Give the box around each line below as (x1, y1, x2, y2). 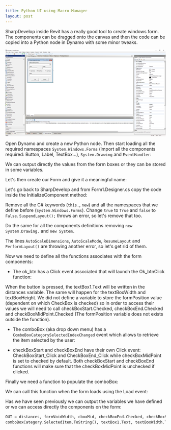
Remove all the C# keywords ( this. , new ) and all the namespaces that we (5, 202, 158, 208)
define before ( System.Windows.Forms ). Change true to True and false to (5, 207, 156, 213)
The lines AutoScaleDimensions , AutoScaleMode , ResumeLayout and (5, 238, 140, 244)
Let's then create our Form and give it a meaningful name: (5, 177, 127, 183)
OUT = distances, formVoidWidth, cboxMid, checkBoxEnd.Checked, (5, 414, 145, 420)
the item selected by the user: (12, 337, 75, 343)
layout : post (5, 13, 33, 19)
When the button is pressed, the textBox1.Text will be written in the (5, 284, 145, 290)
